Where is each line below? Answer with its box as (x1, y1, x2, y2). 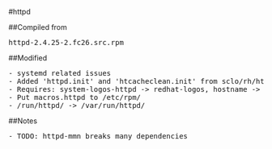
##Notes (8, 116, 38, 126)
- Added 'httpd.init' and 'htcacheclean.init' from (8, 77, 219, 85)
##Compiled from (8, 23, 67, 31)
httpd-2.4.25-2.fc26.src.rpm (8, 38, 124, 47)
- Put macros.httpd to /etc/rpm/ (8, 93, 142, 101)
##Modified (8, 53, 48, 63)
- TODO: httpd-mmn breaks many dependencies (8, 132, 189, 140)
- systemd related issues (8, 68, 112, 77)
